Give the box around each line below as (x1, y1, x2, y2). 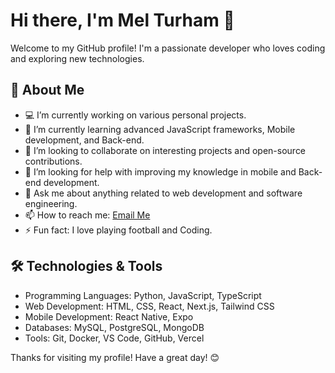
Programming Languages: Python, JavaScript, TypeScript (24, 289, 262, 301)
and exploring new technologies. (10, 52, 145, 64)
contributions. (24, 155, 83, 167)
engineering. (24, 197, 78, 209)
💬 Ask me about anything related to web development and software (24, 187, 303, 199)
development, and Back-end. (24, 134, 145, 146)
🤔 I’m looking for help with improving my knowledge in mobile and (24, 165, 297, 178)
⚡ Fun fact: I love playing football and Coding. (24, 224, 213, 236)
